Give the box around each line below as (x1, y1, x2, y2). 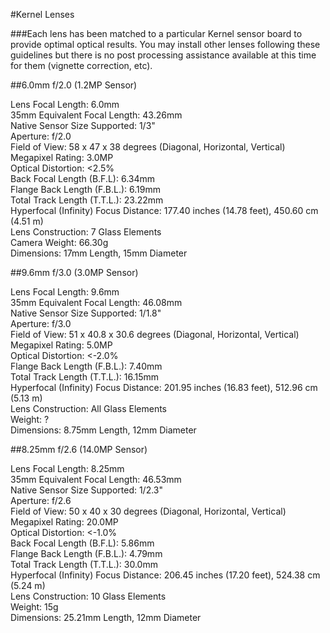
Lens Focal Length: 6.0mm (10, 99, 120, 110)
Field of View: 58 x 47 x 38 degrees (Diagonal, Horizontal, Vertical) (10, 141, 286, 153)
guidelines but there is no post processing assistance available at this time (10, 49, 317, 61)
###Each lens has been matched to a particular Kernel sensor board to (10, 28, 303, 39)
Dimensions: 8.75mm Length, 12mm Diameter (10, 424, 197, 436)
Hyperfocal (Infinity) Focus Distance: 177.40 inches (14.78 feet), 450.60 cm (10, 205, 319, 216)
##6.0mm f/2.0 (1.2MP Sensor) (10, 79, 138, 91)
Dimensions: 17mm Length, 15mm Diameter (10, 247, 188, 259)
